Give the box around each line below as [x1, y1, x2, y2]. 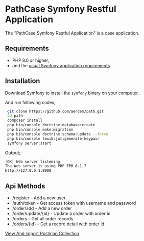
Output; [5, 150, 21, 156]
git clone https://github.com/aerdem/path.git [7, 109, 104, 114]
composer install [7, 118, 43, 123]
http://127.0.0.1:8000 [5, 168, 51, 173]
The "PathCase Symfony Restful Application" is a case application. [5, 30, 140, 36]
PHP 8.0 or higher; [12, 57, 50, 63]
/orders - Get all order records [12, 216, 73, 221]
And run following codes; [5, 99, 56, 105]
